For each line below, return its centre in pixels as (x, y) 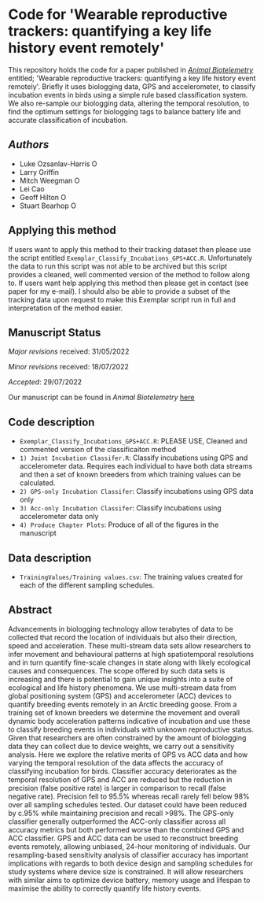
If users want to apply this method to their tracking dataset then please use (130, 249)
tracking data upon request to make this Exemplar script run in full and (122, 299)
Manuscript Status (55, 332)
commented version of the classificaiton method (98, 450)
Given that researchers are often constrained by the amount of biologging (127, 737)
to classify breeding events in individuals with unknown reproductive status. (131, 729)
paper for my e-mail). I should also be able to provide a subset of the (119, 291)
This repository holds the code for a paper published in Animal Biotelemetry (131, 69)
